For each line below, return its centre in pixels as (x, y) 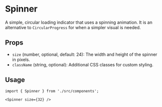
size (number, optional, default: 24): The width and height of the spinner (85, 54)
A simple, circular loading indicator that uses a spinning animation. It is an (79, 22)
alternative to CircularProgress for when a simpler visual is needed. (73, 27)
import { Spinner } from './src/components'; (52, 91)
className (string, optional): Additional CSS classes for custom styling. (83, 64)
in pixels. (21, 60)
